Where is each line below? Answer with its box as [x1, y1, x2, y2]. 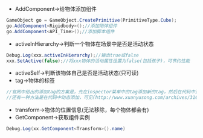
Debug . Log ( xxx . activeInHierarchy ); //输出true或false [6, 52, 139, 58]
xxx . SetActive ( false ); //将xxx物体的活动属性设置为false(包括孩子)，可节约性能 [6, 58, 190, 64]
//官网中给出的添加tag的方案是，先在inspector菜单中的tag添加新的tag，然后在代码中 [6, 89, 195, 95]
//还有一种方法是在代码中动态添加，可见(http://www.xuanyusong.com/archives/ [6, 95, 190, 101]
